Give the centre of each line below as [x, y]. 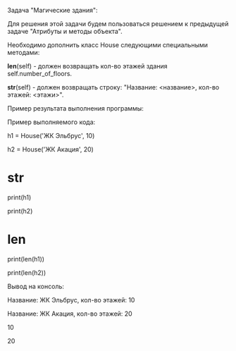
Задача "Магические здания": [52, 10]
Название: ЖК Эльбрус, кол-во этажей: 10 [71, 300]
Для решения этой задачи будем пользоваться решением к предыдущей [118, 24]
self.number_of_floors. [40, 74]
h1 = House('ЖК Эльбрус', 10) [51, 136]
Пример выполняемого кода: [51, 122]
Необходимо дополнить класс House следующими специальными [107, 45]
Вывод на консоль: [36, 286]
